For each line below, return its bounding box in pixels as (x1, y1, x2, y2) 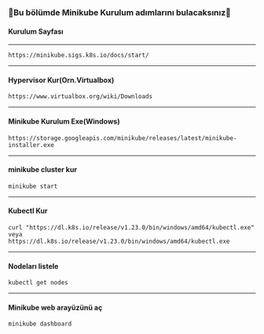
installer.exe (8, 141, 55, 149)
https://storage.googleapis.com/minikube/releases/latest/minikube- (8, 134, 237, 142)
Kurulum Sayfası (8, 27, 64, 36)
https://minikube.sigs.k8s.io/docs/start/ (8, 51, 149, 60)
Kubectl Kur (8, 206, 49, 215)
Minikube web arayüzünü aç (8, 303, 103, 312)
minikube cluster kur (8, 165, 77, 174)
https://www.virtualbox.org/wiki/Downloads (8, 93, 153, 101)
